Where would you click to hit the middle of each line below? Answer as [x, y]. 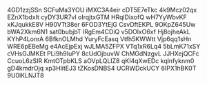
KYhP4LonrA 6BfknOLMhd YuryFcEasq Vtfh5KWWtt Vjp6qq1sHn [99, 39]
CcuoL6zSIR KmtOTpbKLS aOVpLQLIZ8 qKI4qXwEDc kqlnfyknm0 [101, 61]
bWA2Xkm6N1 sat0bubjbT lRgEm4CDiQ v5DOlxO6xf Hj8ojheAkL [99, 32]
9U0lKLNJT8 [26, 75]
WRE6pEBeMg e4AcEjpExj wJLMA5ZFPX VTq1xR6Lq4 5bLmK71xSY [104, 46]
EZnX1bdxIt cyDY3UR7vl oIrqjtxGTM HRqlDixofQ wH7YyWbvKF [97, 17]
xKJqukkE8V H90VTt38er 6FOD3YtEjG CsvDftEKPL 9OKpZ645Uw [101, 24]
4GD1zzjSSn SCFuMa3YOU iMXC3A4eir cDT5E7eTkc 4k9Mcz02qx [102, 10]
